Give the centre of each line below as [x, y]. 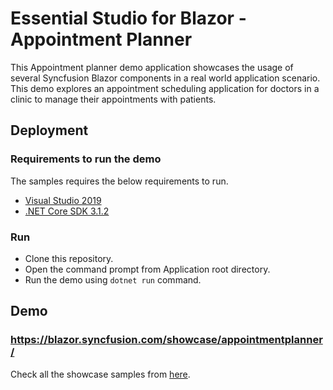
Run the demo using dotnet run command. [113, 279]
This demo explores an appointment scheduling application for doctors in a [165, 88]
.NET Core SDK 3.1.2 [67, 211]
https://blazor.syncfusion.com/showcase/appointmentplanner [166, 340]
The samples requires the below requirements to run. [119, 181]
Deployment [49, 130]
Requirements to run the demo [86, 159]
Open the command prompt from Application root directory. [147, 269]
